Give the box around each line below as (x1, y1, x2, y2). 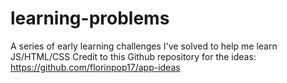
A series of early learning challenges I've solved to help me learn (10, 40, 278, 52)
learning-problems (10, 7, 170, 30)
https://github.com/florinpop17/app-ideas (10, 61, 181, 73)
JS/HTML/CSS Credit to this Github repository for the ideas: (10, 50, 257, 62)
